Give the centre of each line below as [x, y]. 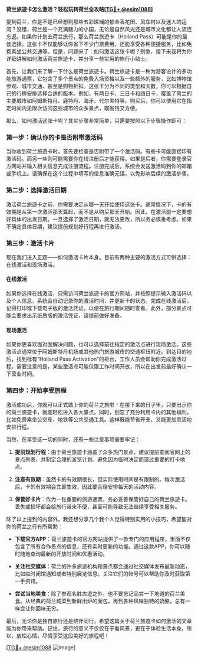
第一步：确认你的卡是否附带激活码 [55, 137]
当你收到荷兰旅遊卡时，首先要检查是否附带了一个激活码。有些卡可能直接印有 [99, 151]
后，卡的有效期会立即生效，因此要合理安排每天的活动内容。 [87, 486]
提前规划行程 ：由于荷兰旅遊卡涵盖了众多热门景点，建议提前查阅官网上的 [102, 452]
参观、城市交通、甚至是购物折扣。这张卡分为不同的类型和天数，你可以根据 [96, 86]
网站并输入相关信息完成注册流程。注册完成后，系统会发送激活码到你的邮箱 [101, 166]
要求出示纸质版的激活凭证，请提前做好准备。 [70, 316]
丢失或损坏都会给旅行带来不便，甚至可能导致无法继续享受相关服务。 [97, 506]
